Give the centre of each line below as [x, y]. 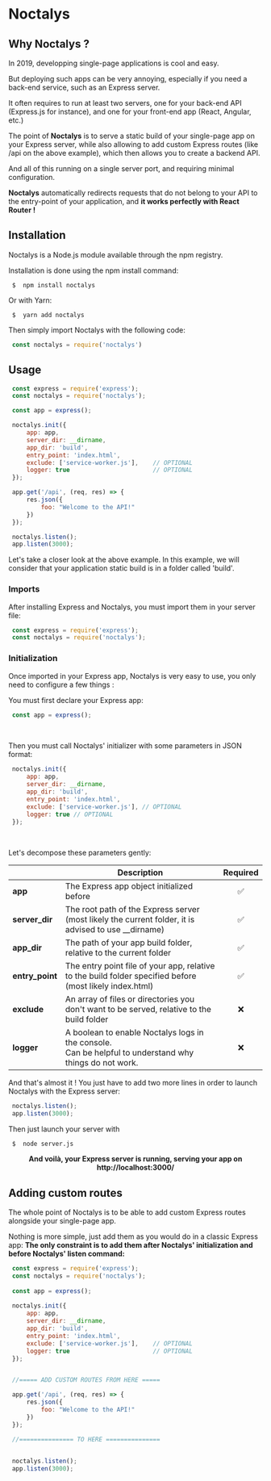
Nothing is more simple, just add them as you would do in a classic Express [133, 1236]
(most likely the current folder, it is [130, 919]
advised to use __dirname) [115, 930]
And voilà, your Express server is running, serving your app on [135, 1159]
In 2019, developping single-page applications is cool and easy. [114, 63]
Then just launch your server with [64, 1129]
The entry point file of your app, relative [140, 966]
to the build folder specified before [131, 976]
